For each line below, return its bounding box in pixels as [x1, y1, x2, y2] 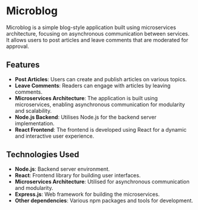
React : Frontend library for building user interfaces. [14, 171, 141, 179]
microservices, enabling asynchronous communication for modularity [14, 101, 186, 108]
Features [6, 60, 40, 70]
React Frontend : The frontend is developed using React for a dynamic [14, 126, 187, 133]
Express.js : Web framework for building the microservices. [14, 190, 160, 198]
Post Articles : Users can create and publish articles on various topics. [14, 75, 187, 82]
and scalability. [14, 107, 52, 114]
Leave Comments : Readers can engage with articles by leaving [14, 82, 171, 89]
